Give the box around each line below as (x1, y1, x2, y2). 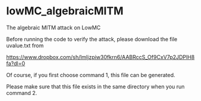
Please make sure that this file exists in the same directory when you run (6, 82, 185, 90)
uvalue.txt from (6, 42, 44, 49)
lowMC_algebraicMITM (6, 4, 124, 18)
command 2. (6, 89, 38, 96)
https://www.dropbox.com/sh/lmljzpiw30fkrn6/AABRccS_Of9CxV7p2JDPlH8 (6, 53, 195, 60)
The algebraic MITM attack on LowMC (6, 24, 101, 31)
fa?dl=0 (6, 60, 26, 67)
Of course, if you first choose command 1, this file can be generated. (6, 71, 175, 78)
